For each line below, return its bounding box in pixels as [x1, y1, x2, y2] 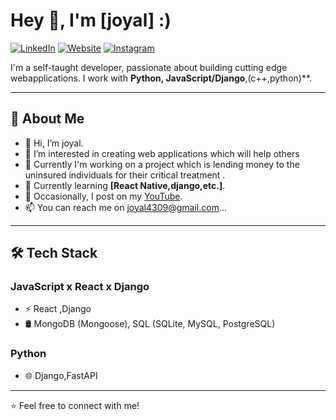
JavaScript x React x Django [10, 280, 150, 294]
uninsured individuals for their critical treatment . [24, 169, 226, 181]
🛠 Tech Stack [10, 245, 98, 262]
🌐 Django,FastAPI [24, 369, 98, 381]
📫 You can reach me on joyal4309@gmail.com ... [24, 201, 228, 213]
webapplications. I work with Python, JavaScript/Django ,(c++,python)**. [10, 72, 313, 84]
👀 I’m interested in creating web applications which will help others [24, 147, 300, 159]
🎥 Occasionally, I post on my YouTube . [24, 190, 183, 202]
